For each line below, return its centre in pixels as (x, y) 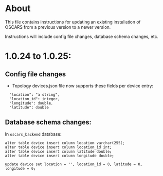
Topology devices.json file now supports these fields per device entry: (82, 86)
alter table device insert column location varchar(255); (65, 143)
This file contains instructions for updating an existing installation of (73, 22)
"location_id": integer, (35, 99)
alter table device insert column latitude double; (58, 151)
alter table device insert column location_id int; (58, 147)
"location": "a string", (35, 95)
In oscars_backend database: (33, 134)
